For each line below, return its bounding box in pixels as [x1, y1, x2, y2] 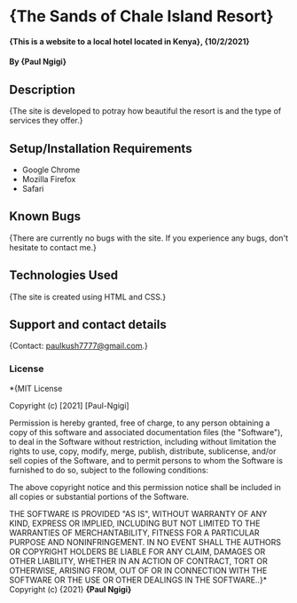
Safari [21, 184, 44, 194]
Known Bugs [9, 209, 82, 224]
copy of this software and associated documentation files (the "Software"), [9, 426, 284, 437]
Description [9, 82, 75, 97]
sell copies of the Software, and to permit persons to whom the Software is [9, 455, 284, 465]
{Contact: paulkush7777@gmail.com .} [9, 340, 149, 352]
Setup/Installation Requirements [9, 140, 192, 156]
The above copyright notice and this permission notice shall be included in [9, 481, 281, 492]
